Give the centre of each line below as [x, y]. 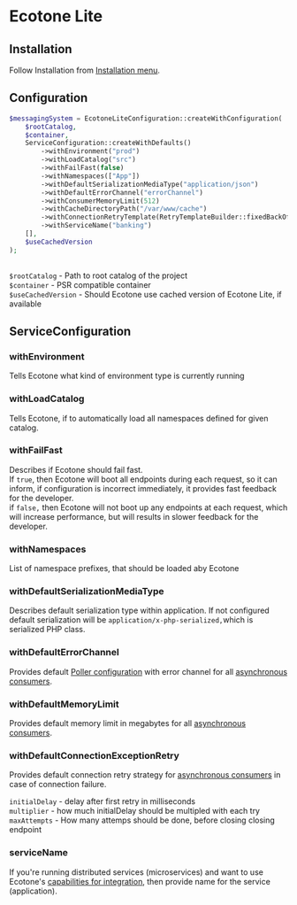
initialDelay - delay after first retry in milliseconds [103, 801]
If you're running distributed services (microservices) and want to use [136, 872]
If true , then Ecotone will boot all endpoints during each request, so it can [144, 479]
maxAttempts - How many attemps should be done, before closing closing [142, 820]
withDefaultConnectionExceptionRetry [94, 755]
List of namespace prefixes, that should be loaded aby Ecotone [124, 569]
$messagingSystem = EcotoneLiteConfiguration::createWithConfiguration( [146, 118]
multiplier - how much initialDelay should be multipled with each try [135, 811]
